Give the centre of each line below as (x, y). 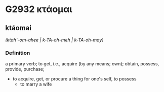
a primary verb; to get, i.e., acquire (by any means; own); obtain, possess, (82, 64)
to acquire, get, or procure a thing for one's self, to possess (74, 79)
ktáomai (18, 28)
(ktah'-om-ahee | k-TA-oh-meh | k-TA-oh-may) (54, 40)
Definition (18, 53)
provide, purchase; (25, 69)
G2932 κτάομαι (39, 9)
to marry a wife (36, 84)
